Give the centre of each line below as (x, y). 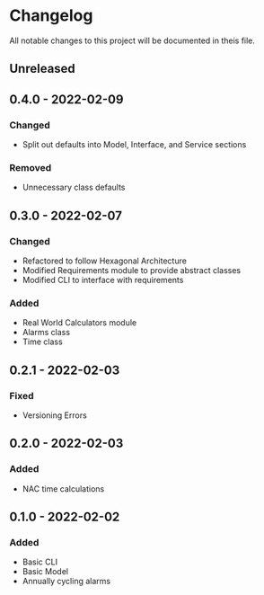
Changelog (51, 16)
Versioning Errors (54, 415)
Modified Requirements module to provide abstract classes (131, 270)
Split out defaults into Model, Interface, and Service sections (134, 145)
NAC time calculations (63, 488)
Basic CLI (40, 562)
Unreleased (43, 69)
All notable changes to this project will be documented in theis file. (132, 40)
